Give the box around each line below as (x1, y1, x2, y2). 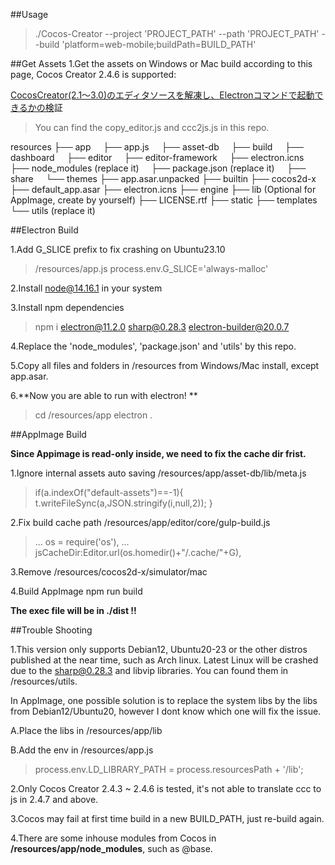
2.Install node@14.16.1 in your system (10, 282, 163, 294)
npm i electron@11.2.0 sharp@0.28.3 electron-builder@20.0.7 (34, 321, 290, 333)
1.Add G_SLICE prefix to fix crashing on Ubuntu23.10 (10, 244, 226, 255)
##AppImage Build (10, 429, 87, 440)
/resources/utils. (10, 675, 78, 687)
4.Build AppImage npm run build (10, 585, 143, 597)
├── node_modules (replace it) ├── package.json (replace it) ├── (10, 162, 307, 174)
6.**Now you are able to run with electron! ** (10, 390, 198, 401)
